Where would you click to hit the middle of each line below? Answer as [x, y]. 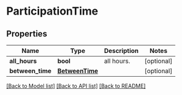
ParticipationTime [52, 11]
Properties [27, 34]
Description [121, 51]
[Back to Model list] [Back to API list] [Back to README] [76, 86]
